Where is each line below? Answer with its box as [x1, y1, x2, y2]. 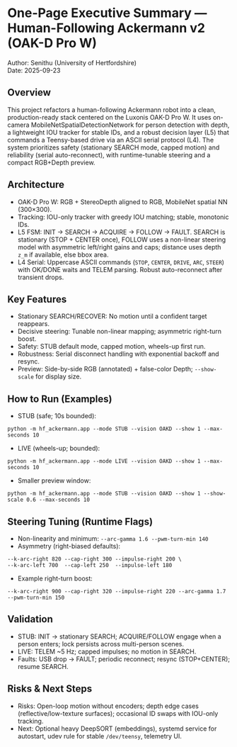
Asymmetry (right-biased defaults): [17, 542, 121, 550]
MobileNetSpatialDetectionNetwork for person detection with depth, [30, 120, 230, 129]
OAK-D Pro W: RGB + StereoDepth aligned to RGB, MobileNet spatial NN [17, 197, 228, 206]
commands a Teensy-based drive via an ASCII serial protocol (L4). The [7, 135, 214, 144]
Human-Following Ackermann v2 [7, 20, 205, 36]
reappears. [17, 320, 50, 328]
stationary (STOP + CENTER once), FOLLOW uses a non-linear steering [17, 235, 226, 244]
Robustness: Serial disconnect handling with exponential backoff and [17, 349, 219, 359]
